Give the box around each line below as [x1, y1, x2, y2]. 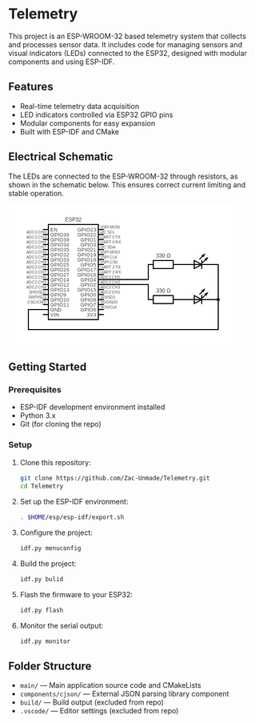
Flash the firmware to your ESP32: [19, 589, 133, 599]
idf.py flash [19, 606, 64, 614]
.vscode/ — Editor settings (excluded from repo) [19, 706, 179, 716]
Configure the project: [19, 528, 94, 537]
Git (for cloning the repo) [19, 420, 102, 429]
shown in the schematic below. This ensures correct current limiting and [8, 179, 246, 189]
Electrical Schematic [8, 150, 114, 164]
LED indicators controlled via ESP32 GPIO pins [19, 110, 173, 119]
